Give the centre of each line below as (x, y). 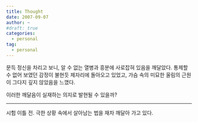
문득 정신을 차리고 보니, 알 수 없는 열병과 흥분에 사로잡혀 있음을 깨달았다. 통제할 (97, 67)
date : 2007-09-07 (27, 17)
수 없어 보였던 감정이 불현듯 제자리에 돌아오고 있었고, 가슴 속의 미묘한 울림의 (93, 75)
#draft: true (22, 28)
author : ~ (18, 22)
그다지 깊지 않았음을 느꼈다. (44, 82)
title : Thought (25, 11)
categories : (21, 34)
